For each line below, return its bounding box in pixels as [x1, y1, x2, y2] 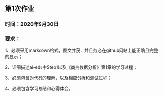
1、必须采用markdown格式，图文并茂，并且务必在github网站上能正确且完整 [5, 48, 158, 53]
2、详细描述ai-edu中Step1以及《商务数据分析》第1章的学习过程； [5, 64, 138, 70]
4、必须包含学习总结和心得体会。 [5, 85, 73, 91]
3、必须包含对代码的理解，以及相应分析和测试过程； [5, 75, 112, 81]
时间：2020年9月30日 [5, 21, 59, 28]
